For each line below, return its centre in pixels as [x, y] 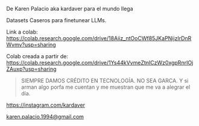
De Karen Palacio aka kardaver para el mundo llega [70, 9]
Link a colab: [22, 32]
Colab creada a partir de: [37, 56]
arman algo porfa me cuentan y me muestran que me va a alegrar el [106, 87]
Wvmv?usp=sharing [31, 45]
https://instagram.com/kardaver [46, 105]
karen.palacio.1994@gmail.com [45, 117]
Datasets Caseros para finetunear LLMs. [56, 20]
